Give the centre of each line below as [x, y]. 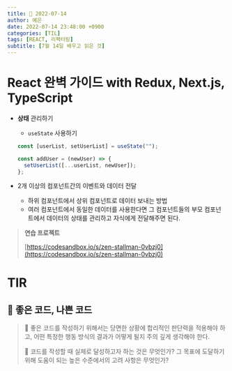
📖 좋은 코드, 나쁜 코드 [50, 310]
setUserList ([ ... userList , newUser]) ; [80, 165]
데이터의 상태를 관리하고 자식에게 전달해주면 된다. [114, 218]
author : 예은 [25, 20]
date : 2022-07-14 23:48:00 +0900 [56, 26]
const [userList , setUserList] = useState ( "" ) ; [88, 146]
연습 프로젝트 [42, 233]
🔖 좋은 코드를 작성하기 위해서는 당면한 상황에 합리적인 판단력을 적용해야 [121, 328]
